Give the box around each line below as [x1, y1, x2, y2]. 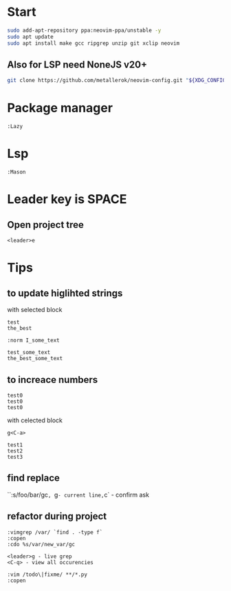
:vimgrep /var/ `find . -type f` [7, 528, 103, 536]
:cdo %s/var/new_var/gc [7, 541, 76, 548]
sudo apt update [7, 33, 54, 40]
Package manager [7, 101, 113, 116]
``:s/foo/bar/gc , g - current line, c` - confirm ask [7, 490, 150, 499]
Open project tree [7, 218, 85, 231]
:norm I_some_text [7, 337, 60, 344]
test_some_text [7, 349, 51, 356]
